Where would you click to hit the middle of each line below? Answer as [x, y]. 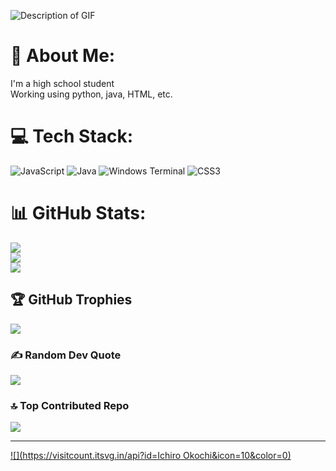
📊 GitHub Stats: [78, 213]
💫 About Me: [63, 56]
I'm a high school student [62, 83]
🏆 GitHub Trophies [71, 300]
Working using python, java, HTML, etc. [91, 94]
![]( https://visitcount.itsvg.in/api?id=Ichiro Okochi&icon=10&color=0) [151, 456]
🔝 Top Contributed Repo [70, 405]
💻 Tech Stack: [72, 136]
